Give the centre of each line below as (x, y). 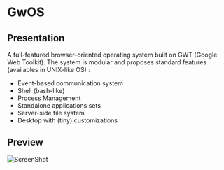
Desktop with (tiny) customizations (67, 120)
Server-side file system (51, 113)
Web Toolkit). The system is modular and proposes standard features (107, 62)
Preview (26, 142)
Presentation (36, 38)
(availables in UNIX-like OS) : (49, 70)
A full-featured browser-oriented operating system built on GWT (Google (112, 55)
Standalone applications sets (59, 105)
